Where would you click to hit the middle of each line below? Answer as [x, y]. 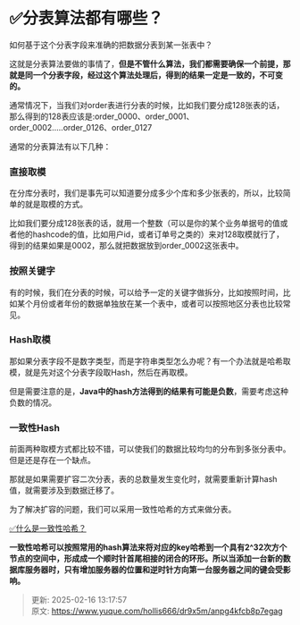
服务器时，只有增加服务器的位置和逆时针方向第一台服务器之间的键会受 [154, 570]
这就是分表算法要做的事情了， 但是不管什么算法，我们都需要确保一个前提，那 [150, 63]
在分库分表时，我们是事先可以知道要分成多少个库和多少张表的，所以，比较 [146, 193]
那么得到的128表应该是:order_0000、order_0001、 [102, 116]
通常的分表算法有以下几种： [60, 146]
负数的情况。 [33, 402]
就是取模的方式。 [56, 204]
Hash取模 [30, 340]
